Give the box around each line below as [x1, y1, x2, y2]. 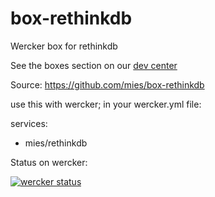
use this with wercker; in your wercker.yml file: [10, 98, 202, 110]
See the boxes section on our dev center [10, 59, 178, 71]
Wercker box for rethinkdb [10, 40, 118, 52]
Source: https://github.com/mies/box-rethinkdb [10, 78, 205, 91]
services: [10, 117, 48, 129]
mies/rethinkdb [24, 137, 88, 149]
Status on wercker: [10, 156, 88, 168]
